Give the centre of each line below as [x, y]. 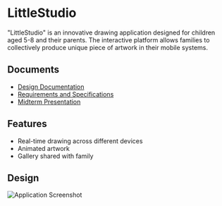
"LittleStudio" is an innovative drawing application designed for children [111, 32]
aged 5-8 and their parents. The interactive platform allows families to [109, 40]
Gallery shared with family [55, 156]
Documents [33, 69]
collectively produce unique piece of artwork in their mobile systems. [108, 47]
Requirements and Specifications [66, 94]
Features [27, 124]
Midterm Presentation [49, 102]
